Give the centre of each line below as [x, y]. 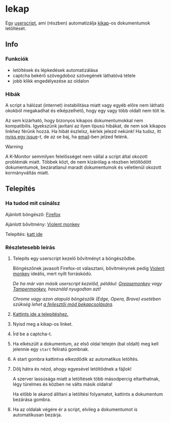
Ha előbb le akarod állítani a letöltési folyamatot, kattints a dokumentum [88, 394]
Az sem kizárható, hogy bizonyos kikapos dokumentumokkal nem [74, 120]
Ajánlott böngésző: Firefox [33, 214]
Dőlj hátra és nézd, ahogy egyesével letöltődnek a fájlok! [72, 369]
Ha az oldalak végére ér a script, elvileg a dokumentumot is [75, 409]
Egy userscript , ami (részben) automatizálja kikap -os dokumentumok [78, 23]
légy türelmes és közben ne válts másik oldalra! [63, 384]
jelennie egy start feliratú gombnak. [51, 349]
